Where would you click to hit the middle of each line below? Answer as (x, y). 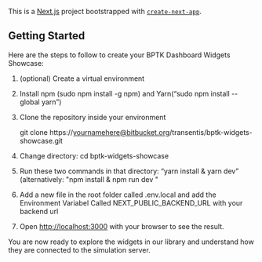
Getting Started (47, 36)
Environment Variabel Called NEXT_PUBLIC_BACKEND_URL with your (131, 202)
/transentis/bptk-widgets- (211, 132)
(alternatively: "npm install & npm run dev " (89, 179)
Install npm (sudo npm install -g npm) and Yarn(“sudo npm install (124, 93)
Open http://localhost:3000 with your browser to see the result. (122, 226)
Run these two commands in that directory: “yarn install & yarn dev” (129, 171)
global (30, 102)
